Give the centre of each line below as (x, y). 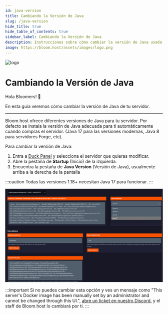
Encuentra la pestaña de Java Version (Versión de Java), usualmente (84, 167)
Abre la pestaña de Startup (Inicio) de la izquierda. (64, 161)
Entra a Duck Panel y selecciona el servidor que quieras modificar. (81, 156)
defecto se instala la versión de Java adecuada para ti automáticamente (79, 126)
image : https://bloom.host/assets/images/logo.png (59, 48)
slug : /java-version (27, 21)
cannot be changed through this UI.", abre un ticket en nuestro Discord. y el (83, 300)
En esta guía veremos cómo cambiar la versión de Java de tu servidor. (77, 106)
